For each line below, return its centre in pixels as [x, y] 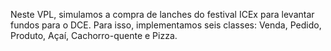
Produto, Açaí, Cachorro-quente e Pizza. [94, 35]
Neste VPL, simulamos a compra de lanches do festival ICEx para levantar [162, 14]
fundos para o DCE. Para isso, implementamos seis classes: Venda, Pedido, [166, 25]
